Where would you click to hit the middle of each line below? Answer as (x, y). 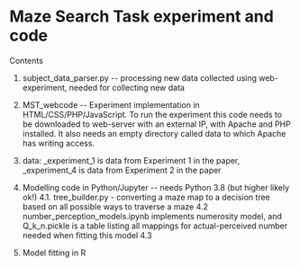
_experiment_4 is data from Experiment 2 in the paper (122, 170)
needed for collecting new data (127, 87)
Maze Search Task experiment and (142, 17)
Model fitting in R (54, 253)
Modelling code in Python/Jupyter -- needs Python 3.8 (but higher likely (156, 187)
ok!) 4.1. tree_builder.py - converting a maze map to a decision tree (146, 197)
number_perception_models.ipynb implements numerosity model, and (152, 216)
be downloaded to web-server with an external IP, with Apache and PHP (156, 124)
